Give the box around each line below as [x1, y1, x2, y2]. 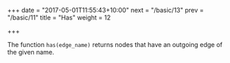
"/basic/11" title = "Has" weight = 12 [7, 13, 111, 22]
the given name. [7, 48, 54, 56]
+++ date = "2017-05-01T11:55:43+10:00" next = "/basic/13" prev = [7, 6, 204, 14]
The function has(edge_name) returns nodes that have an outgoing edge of [7, 41, 223, 48]
